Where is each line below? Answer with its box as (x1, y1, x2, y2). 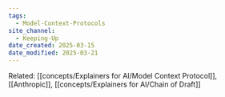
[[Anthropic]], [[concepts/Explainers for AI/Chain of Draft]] (8, 79, 202, 89)
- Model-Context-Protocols (15, 19, 106, 27)
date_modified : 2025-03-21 (8, 49, 98, 57)
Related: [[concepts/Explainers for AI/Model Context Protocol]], (8, 71, 218, 80)
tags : (8, 11, 26, 20)
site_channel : (8, 26, 56, 34)
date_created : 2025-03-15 (8, 42, 94, 50)
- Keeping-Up (15, 34, 59, 42)
